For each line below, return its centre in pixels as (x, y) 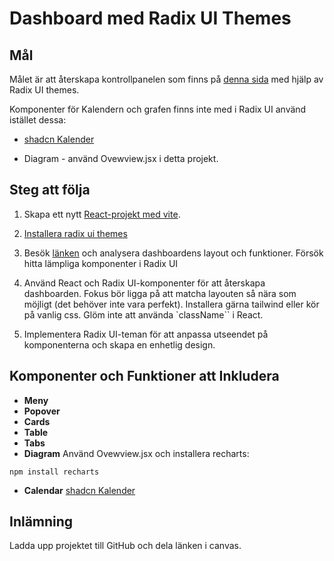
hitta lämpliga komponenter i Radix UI (101, 263)
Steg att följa (50, 190)
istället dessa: (38, 120)
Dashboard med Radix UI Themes (150, 18)
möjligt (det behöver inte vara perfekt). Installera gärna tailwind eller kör (171, 304)
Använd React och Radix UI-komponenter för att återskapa (144, 283)
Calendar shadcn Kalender (79, 490)
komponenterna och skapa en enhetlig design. (119, 344)
